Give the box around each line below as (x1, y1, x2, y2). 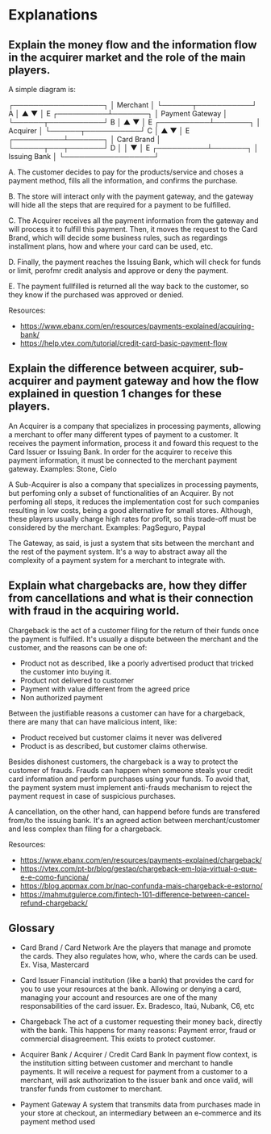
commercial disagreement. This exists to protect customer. (19, 1034, 216, 1044)
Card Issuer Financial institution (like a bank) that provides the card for (19, 976, 254, 985)
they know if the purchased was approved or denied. (8, 290, 184, 300)
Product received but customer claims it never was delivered (19, 733, 223, 742)
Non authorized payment (19, 692, 103, 702)
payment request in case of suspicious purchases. (8, 791, 176, 800)
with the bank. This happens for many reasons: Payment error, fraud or (19, 1026, 256, 1035)
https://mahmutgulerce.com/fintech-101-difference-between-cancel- (19, 889, 250, 899)
